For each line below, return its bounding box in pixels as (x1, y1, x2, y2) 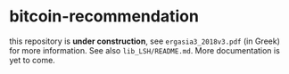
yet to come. (9, 54, 55, 65)
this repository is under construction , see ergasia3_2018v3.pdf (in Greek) (9, 36, 281, 46)
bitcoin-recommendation (9, 6, 199, 27)
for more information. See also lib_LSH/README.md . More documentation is (9, 45, 281, 55)
